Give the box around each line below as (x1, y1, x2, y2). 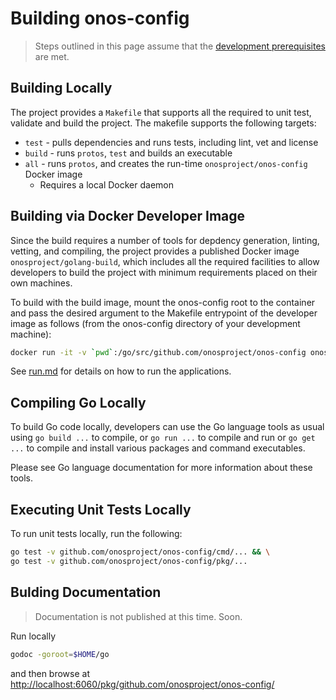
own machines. (10, 277, 73, 289)
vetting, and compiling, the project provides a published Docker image (10, 245, 300, 257)
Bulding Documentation (10, 584, 162, 601)
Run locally (10, 630, 56, 642)
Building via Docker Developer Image (10, 208, 246, 225)
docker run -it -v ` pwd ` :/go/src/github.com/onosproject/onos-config (10, 347, 307, 357)
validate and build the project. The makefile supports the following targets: (10, 117, 317, 129)
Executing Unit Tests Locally (10, 501, 192, 518)
